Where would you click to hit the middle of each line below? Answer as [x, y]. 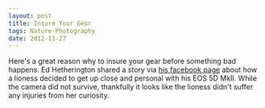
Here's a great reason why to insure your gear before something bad [122, 61]
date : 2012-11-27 [37, 38]
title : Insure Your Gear [50, 23]
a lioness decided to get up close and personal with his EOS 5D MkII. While [133, 78]
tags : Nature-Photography [52, 31]
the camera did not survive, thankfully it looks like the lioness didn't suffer [131, 87]
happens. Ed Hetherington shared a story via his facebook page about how [133, 70]
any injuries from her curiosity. [59, 96]
